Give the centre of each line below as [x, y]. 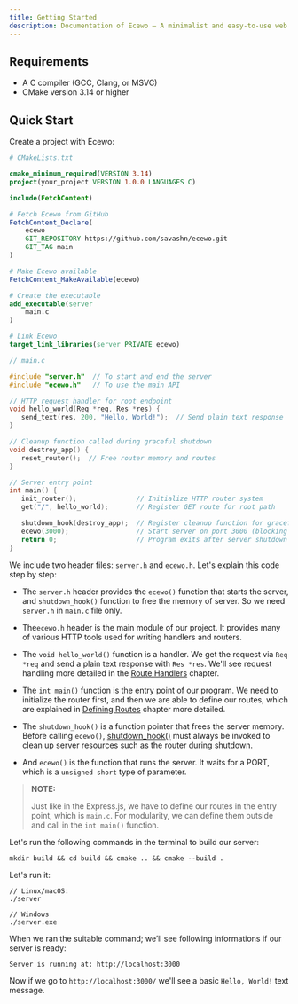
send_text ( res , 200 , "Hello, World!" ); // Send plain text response [152, 418]
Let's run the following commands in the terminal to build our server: [134, 842]
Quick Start [41, 120]
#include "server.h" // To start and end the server [111, 376]
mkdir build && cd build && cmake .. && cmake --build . [117, 858]
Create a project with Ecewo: [62, 142]
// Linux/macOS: [39, 891]
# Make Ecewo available [53, 271]
